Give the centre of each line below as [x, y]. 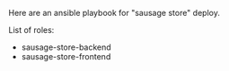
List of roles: [31, 30]
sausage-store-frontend [66, 56]
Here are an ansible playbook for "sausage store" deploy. [114, 13]
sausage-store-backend [66, 47]
